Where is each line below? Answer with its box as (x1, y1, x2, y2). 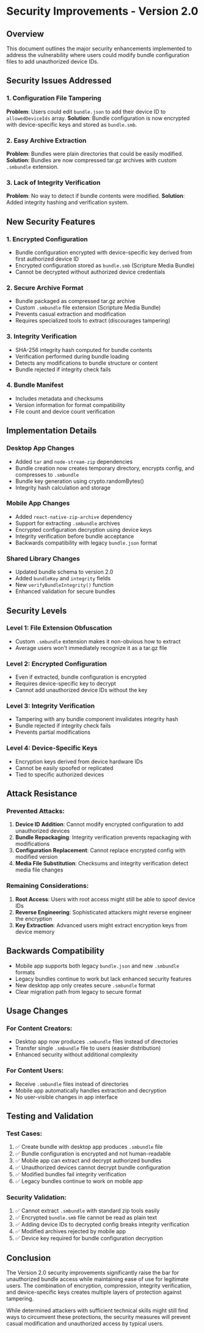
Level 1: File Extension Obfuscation (6, 624, 112, 632)
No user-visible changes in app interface (15, 1093, 118, 1100)
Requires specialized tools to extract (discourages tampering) (15, 317, 171, 324)
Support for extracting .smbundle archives (15, 519, 120, 527)
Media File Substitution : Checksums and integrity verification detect (15, 860, 189, 867)
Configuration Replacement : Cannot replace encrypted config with (15, 846, 186, 854)
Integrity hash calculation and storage (15, 484, 111, 491)
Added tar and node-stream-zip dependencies (15, 458, 133, 465)
